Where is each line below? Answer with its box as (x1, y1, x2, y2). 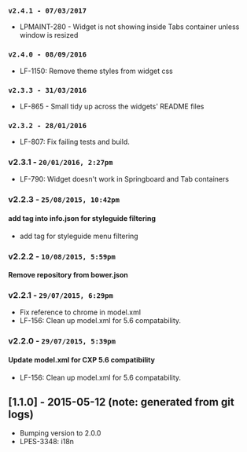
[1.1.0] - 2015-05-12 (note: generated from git (8, 395, 234, 409)
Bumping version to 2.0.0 (19, 428, 101, 438)
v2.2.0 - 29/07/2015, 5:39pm (8, 336, 116, 347)
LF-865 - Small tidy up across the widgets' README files (19, 101, 205, 111)
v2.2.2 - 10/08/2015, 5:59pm (8, 251, 116, 262)
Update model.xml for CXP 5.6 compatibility (8, 355, 156, 364)
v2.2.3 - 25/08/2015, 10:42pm (8, 194, 120, 205)
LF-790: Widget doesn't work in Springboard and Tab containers (19, 175, 230, 184)
